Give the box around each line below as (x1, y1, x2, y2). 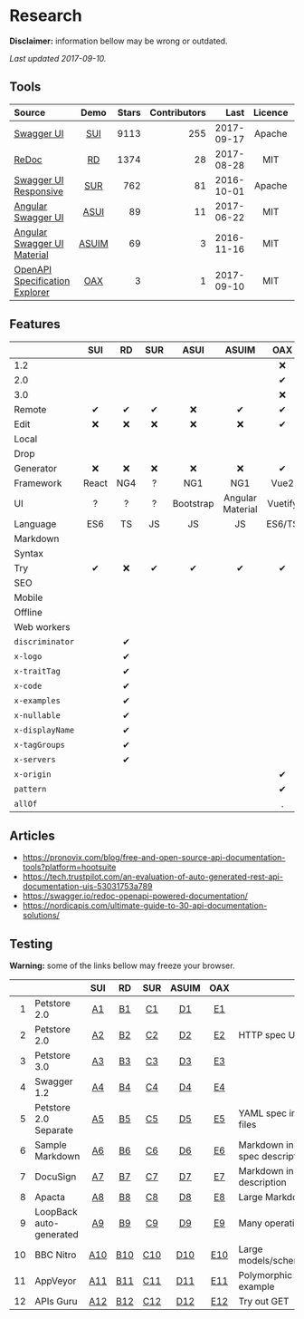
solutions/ (22, 910, 61, 921)
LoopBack (34, 1206, 79, 1218)
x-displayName (14, 724, 75, 735)
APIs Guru (34, 1295, 78, 1308)
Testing (9, 936, 53, 952)
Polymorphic (238, 1269, 292, 1282)
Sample (34, 1139, 68, 1151)
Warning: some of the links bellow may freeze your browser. (9, 960, 235, 971)
